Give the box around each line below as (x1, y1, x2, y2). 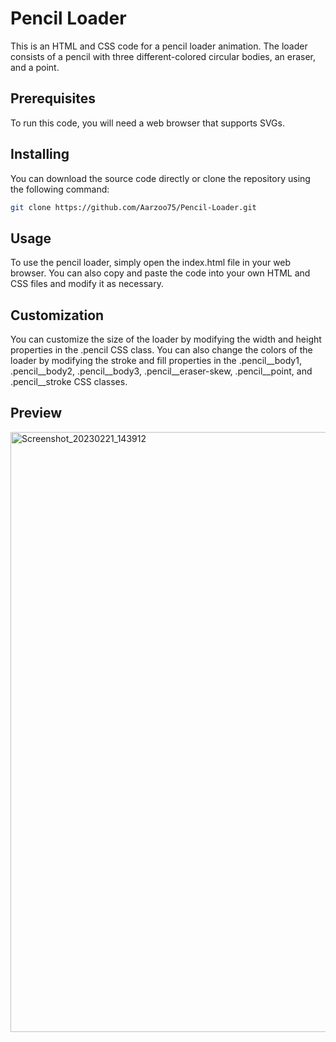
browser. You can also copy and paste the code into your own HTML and (10, 267, 311, 279)
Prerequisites (10, 90, 96, 107)
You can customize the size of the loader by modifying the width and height (10, 333, 322, 346)
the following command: (10, 183, 110, 195)
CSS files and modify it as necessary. (10, 278, 164, 290)
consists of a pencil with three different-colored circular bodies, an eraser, (10, 50, 317, 62)
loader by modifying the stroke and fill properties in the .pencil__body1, (10, 355, 302, 367)
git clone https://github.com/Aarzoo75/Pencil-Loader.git (10, 202, 257, 212)
